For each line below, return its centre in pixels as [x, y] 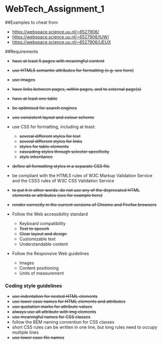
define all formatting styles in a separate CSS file [61, 166]
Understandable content [44, 244]
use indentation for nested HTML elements [55, 296]
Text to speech [34, 229]
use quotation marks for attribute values [52, 307]
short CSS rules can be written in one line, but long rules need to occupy [85, 327]
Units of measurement [41, 273]
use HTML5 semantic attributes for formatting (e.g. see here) [73, 70]
